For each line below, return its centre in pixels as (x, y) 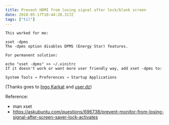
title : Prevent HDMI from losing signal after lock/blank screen (76, 10)
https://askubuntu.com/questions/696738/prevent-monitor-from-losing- (88, 112)
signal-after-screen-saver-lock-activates (55, 117)
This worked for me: (27, 33)
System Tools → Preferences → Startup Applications (61, 77)
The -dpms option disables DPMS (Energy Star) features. (67, 47)
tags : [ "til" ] (20, 19)
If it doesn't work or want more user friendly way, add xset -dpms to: (84, 69)
